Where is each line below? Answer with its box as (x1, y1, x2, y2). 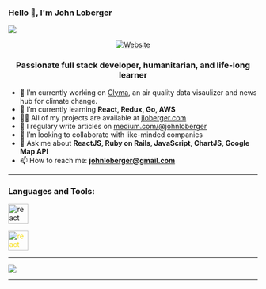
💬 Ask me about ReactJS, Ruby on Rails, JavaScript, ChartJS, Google (19, 138, 250, 147)
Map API (19, 146, 49, 156)
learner (118, 70, 148, 81)
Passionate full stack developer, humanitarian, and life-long (15, 59, 251, 70)
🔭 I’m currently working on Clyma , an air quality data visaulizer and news (19, 87, 257, 97)
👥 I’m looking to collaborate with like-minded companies (19, 130, 203, 139)
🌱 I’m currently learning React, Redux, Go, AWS (19, 105, 176, 114)
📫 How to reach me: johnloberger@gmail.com (19, 155, 176, 165)
